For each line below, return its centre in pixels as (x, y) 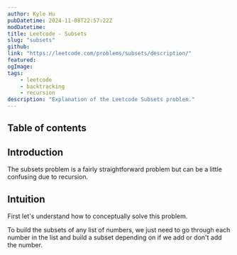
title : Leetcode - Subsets (47, 34)
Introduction (35, 152)
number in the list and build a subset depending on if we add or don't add (115, 237)
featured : (22, 60)
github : (19, 47)
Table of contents (47, 128)
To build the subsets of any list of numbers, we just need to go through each (119, 230)
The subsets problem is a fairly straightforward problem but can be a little (115, 169)
